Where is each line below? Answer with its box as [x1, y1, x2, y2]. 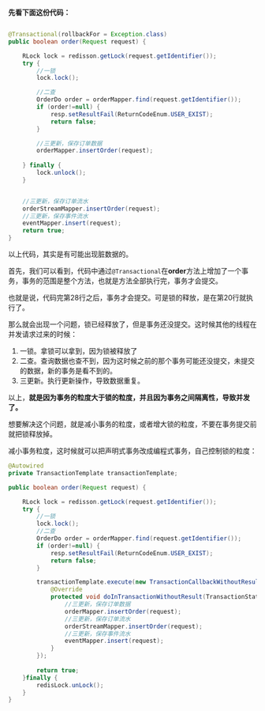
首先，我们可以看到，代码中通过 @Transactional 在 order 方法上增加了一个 [8, 267, 242, 275]
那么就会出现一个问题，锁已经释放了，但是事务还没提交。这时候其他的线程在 [8, 320, 257, 329]
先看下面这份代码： [8, 8, 71, 17]
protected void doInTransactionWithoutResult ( [50, 593, 207, 601]
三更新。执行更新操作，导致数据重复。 [19, 376, 144, 385]
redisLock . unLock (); [36, 681, 104, 689]
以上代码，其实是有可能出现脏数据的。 [8, 249, 132, 259]
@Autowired [8, 462, 44, 470]
